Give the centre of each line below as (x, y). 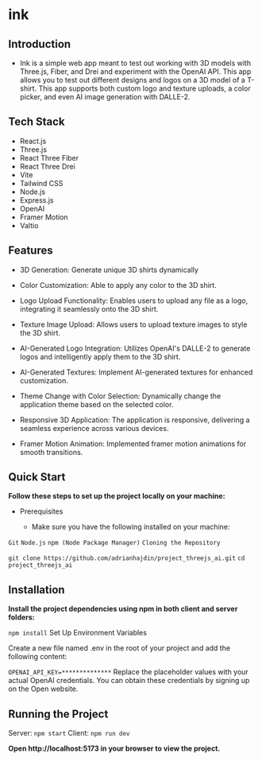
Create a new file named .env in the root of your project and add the (119, 648)
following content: (38, 657)
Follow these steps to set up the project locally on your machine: (117, 496)
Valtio (29, 225)
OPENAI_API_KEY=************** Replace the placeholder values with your (128, 672)
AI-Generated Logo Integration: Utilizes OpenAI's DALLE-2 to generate (135, 348)
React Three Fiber (49, 157)
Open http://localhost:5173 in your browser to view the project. (114, 748)
